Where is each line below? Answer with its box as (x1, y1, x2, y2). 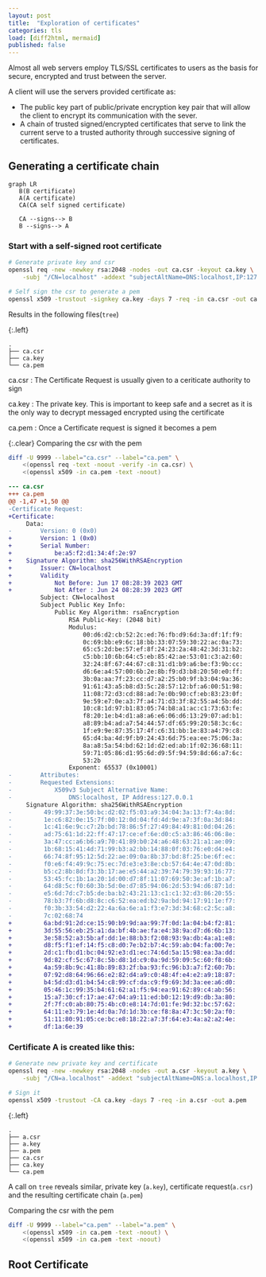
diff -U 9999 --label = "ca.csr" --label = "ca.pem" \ (8, 454, 179, 461)
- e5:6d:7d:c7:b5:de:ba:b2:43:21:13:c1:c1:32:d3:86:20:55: (8, 890, 237, 897)
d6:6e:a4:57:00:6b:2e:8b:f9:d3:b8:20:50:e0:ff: (83, 668, 244, 676)
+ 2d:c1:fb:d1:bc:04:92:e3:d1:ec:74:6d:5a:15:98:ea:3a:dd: (8, 948, 237, 957)
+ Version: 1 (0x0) (8, 535, 98, 543)
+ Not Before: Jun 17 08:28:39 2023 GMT (8, 578, 183, 587)
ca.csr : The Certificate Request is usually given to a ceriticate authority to (8, 375, 251, 384)
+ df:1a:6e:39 (8, 1023, 83, 1031)
